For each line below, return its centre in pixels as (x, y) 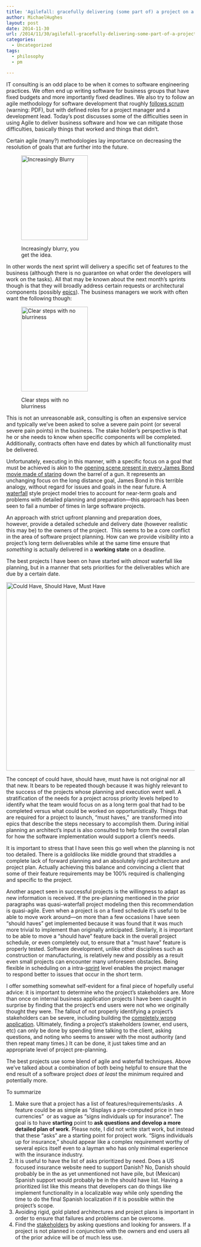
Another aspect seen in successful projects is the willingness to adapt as (96, 891)
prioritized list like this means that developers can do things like (93, 1186)
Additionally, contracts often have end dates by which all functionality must (99, 443)
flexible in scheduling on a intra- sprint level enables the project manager (95, 968)
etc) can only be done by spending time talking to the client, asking (89, 1030)
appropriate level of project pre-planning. (57, 1049)
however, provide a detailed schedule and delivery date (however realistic (97, 524)
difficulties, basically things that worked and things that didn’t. (83, 129)
